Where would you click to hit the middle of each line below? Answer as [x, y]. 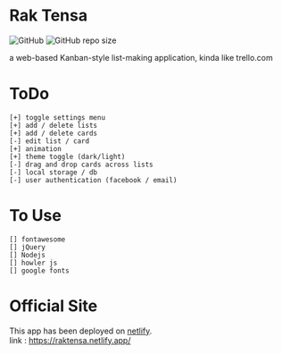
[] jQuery [28, 247]
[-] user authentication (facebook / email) [93, 180]
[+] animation [36, 148]
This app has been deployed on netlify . [81, 331]
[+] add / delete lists [54, 125]
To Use [36, 216]
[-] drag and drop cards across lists [81, 164]
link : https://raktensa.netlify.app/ [70, 340]
